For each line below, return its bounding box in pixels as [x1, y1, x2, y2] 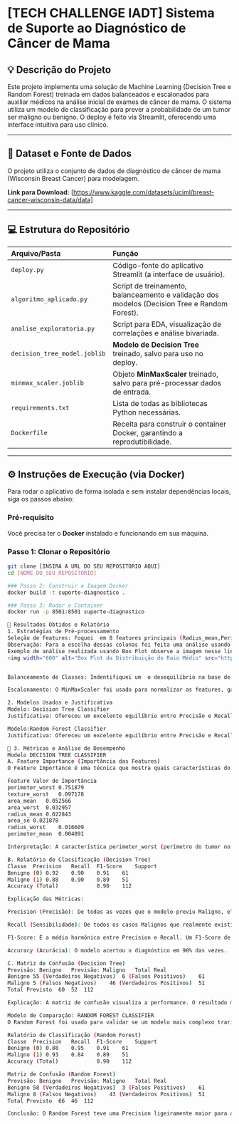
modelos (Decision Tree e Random [112, 298, 228, 308]
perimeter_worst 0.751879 [7, 784, 84, 791]
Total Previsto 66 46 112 [7, 1097, 94, 1105]
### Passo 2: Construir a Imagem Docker [7, 582, 129, 589]
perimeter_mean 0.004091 [7, 831, 84, 838]
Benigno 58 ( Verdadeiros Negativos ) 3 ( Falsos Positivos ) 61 [7, 1084, 205, 1091]
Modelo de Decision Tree [112, 340, 199, 350]
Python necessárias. [112, 407, 181, 417]
